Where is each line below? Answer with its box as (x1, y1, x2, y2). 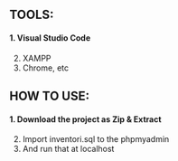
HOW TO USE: (9, 88, 90, 103)
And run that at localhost (22, 144, 115, 155)
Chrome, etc (22, 62, 70, 73)
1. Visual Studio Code (9, 32, 91, 43)
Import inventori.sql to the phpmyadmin (22, 134, 170, 145)
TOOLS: (9, 7, 54, 23)
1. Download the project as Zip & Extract (9, 113, 162, 125)
